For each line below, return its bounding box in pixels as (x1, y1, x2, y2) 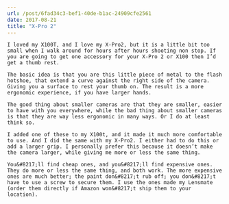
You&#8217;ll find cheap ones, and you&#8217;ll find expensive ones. (7, 162, 213, 168)
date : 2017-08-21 (7, 16, 57, 23)
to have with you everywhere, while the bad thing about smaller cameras (7, 107, 223, 114)
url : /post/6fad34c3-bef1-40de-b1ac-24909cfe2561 (7, 10, 152, 17)
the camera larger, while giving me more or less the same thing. (7, 149, 201, 156)
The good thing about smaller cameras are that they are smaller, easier (7, 101, 223, 108)
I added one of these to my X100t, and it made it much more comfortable (7, 131, 223, 138)
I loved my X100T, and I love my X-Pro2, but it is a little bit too (7, 42, 210, 49)
